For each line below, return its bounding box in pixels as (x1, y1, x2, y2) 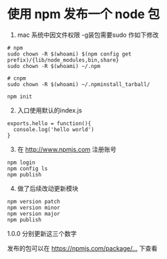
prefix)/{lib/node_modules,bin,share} (7, 56, 119, 63)
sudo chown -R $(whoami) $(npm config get (7, 50, 132, 58)
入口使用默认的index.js (17, 106, 82, 115)
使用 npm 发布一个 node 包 (7, 6, 161, 22)
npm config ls (7, 165, 49, 172)
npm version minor (7, 204, 60, 211)
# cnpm (7, 74, 26, 82)
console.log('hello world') (13, 126, 95, 133)
